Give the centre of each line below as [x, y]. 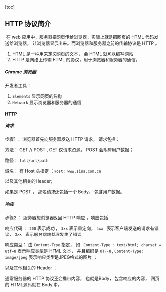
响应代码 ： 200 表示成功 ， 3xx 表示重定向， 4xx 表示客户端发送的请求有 [80, 228]
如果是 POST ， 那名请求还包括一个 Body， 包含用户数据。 [65, 192]
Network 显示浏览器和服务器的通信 [47, 102]
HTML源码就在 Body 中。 [36, 285]
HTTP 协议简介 [28, 24]
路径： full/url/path [27, 160]
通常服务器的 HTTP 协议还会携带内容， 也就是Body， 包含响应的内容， [77, 278]
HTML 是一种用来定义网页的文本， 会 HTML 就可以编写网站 [73, 54]
